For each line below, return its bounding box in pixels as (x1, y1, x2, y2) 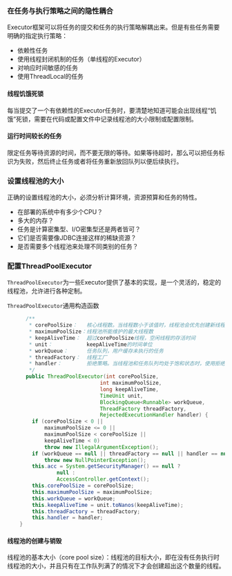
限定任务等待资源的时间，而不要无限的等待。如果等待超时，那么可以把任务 (7, 148, 219, 157)
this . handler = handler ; (32, 515, 104, 521)
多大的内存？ (17, 216, 54, 224)
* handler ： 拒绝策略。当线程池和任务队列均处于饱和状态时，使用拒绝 (28, 361, 226, 367)
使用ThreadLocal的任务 (17, 73, 84, 81)
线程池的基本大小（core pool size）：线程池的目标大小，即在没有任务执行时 (7, 553, 220, 561)
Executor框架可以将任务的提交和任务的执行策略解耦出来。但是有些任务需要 (7, 23, 220, 32)
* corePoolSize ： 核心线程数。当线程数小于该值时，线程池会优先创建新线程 (28, 322, 226, 329)
